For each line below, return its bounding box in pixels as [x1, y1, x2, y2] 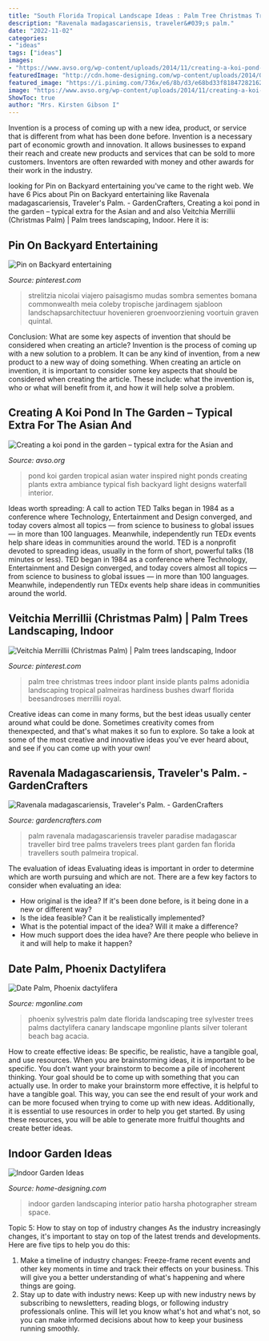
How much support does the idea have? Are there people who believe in [19, 930, 259, 940]
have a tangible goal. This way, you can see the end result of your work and [8, 1089, 259, 1099]
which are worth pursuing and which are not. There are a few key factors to [8, 872, 258, 882]
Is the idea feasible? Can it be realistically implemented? [19, 913, 206, 923]
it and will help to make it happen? [19, 939, 133, 948]
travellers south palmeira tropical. [27, 848, 139, 858]
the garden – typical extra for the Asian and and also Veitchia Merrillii [8, 207, 235, 216]
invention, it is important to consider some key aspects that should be [8, 365, 238, 375]
